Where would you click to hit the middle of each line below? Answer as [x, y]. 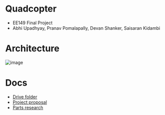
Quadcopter [31, 9]
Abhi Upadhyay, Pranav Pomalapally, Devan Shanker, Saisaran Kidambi [86, 28]
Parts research [28, 107]
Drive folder [25, 97]
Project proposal [30, 102]
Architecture [32, 49]
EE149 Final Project [33, 23]
